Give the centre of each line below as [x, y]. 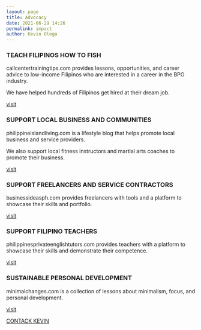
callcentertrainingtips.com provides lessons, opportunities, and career [93, 68]
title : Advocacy [26, 17]
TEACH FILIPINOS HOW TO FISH [54, 55]
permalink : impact [29, 29]
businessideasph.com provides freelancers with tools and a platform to [94, 198]
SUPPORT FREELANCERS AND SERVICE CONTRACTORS [90, 185]
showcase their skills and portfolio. [49, 204]
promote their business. [35, 157]
